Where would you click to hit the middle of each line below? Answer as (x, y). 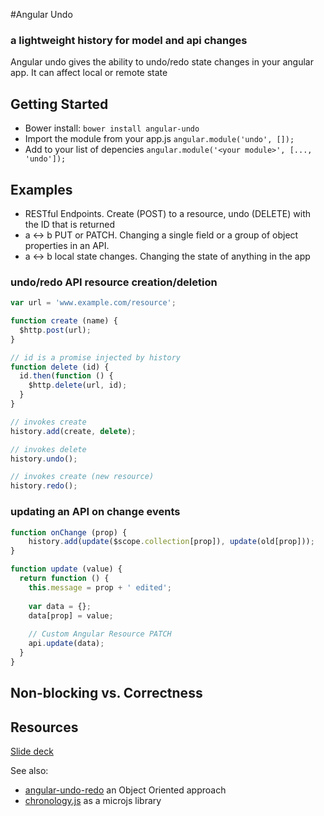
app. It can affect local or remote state (89, 73)
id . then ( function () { (66, 376)
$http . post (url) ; (55, 330)
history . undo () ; (44, 459)
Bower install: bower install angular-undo (112, 128)
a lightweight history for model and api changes (129, 40)
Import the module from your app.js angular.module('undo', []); (159, 139)
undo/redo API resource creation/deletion (114, 282)
